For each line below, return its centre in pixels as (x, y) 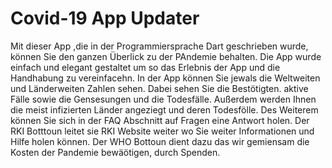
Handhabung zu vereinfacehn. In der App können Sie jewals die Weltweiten (165, 78)
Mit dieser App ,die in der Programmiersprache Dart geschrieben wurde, (159, 46)
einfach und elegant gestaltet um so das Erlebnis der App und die (145, 67)
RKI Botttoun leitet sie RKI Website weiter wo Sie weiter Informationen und (162, 131)
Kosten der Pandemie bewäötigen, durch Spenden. (115, 152)
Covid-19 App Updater (105, 18)
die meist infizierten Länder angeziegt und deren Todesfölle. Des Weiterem (164, 109)
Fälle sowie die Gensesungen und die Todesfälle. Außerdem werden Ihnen (163, 99)
